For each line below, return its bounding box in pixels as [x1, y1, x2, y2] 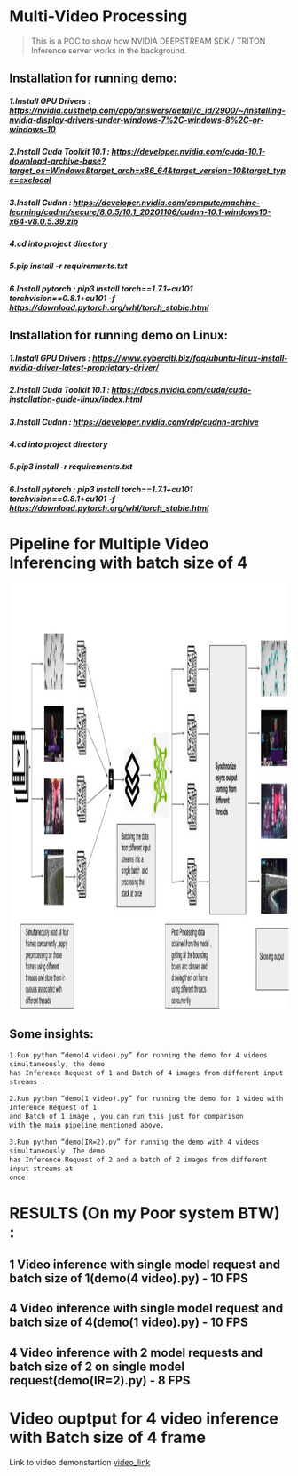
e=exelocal [9, 175, 51, 186]
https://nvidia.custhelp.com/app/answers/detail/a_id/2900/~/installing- [9, 105, 286, 116]
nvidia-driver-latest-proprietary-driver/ [9, 362, 160, 372]
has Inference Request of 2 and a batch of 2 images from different [9, 1155, 268, 1165]
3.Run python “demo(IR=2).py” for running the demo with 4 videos [9, 1137, 260, 1147]
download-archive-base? [9, 156, 106, 166]
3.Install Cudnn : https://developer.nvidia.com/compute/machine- [9, 197, 261, 208]
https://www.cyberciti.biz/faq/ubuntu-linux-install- [92, 353, 288, 363]
